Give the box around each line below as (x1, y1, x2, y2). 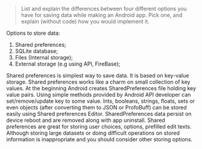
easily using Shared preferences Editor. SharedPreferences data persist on (6, 111, 192, 117)
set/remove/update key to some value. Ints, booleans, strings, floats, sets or (6, 97, 195, 105)
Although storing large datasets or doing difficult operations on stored (6, 129, 180, 136)
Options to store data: (6, 29, 60, 37)
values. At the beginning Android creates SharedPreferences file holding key (6, 85, 197, 92)
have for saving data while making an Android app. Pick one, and (21, 11, 183, 19)
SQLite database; (14, 47, 58, 55)
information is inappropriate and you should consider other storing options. (6, 136, 193, 143)
